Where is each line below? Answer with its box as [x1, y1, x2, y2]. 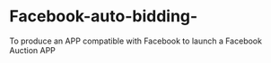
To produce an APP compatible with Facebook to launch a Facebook [9, 35, 263, 46]
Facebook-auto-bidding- [9, 6, 198, 27]
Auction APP [9, 44, 57, 55]
